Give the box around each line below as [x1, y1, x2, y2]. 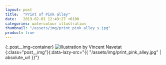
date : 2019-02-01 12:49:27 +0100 [5, 16, 79, 21]
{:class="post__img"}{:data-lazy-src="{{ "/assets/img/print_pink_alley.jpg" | [5, 49, 161, 55]
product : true [5, 30, 35, 35]
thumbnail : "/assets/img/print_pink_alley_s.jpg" [5, 26, 111, 31]
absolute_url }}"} [5, 55, 39, 60]
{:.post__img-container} [5, 44, 54, 50]
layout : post [5, 7, 32, 12]
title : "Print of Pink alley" [5, 12, 70, 17]
